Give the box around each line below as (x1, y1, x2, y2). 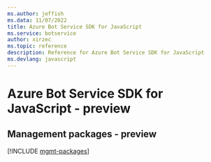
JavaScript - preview (7, 101, 131, 116)
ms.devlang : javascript (7, 56, 77, 63)
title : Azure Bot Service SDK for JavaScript (7, 23, 142, 30)
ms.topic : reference (7, 43, 68, 50)
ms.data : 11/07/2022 (7, 17, 68, 24)
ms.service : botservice (7, 29, 77, 37)
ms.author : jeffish (7, 10, 64, 17)
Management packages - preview (7, 128, 157, 140)
